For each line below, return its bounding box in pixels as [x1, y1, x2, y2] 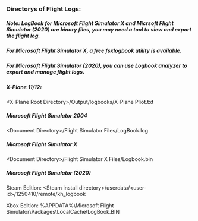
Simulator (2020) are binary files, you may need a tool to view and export [6, 26, 192, 33]
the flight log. [6, 32, 40, 39]
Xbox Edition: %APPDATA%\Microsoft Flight [6, 201, 114, 209]
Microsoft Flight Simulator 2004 [6, 112, 87, 119]
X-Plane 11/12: [6, 83, 42, 90]
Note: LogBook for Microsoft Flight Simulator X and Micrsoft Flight [6, 20, 174, 27]
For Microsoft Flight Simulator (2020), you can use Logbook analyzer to [6, 62, 187, 70]
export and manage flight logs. [6, 68, 85, 75]
